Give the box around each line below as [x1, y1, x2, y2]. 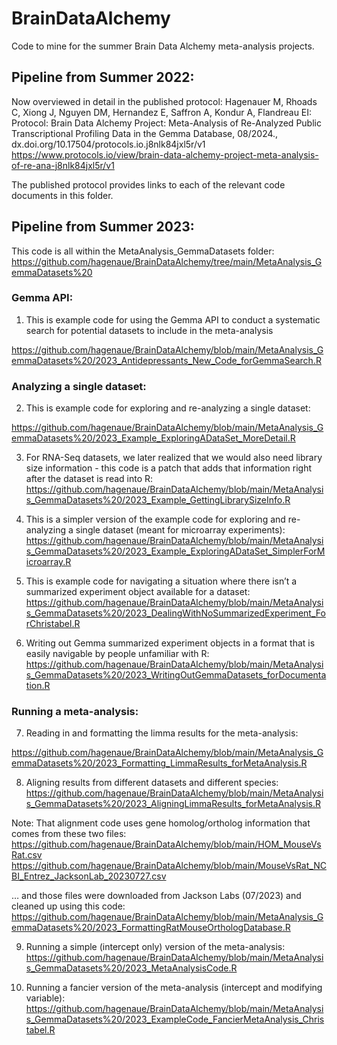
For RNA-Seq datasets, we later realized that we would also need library [25, 452, 323, 464]
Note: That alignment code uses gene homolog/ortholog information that [11, 817, 311, 829]
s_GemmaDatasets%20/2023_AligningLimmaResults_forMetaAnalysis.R [25, 798, 321, 810]
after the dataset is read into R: [25, 473, 154, 485]
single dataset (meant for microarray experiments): [75, 524, 286, 536]
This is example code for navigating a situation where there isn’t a [25, 575, 298, 587]
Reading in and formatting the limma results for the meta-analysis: [25, 727, 299, 739]
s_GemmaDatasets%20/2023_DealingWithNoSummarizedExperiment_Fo [25, 607, 326, 619]
